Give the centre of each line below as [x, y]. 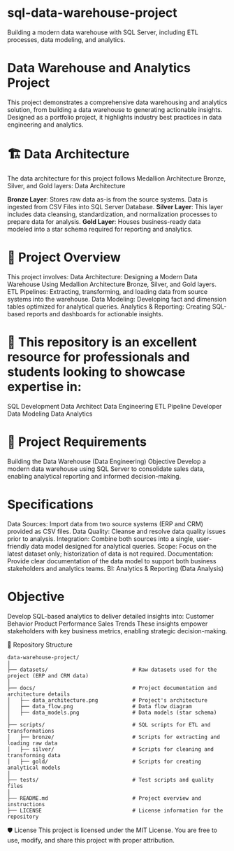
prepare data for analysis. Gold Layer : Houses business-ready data [104, 221]
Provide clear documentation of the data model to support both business [112, 561]
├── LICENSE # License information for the [115, 810]
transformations [31, 731]
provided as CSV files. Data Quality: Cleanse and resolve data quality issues [116, 531]
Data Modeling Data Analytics [50, 414]
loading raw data [32, 743]
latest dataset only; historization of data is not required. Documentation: [110, 554]
